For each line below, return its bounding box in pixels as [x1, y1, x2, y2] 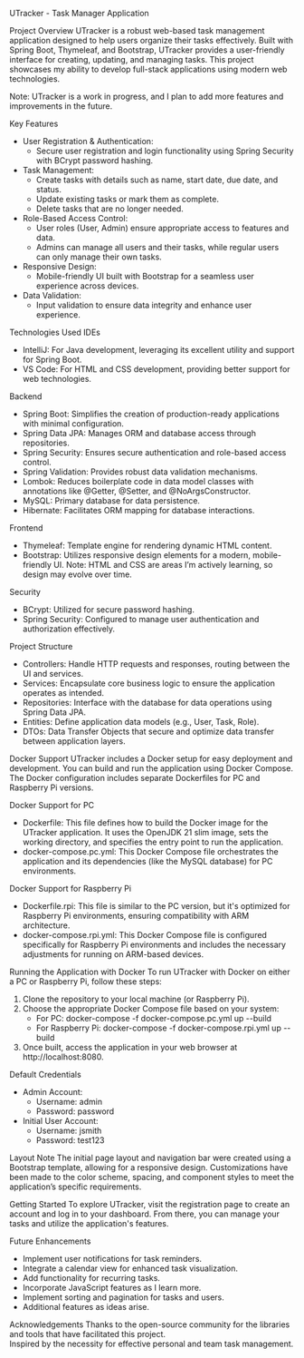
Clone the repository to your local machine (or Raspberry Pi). [22, 993, 251, 1004]
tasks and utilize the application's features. [9, 1218, 169, 1228]
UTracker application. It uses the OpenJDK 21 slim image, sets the [22, 827, 269, 837]
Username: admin [35, 1097, 102, 1107]
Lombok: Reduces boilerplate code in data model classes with [22, 476, 254, 486]
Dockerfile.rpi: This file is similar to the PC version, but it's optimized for [22, 901, 290, 911]
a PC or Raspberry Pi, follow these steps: [9, 976, 163, 987]
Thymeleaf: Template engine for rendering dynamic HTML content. [22, 540, 272, 551]
